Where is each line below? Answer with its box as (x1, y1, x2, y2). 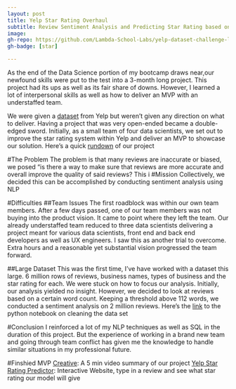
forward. (7, 251, 32, 259)
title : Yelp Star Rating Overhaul (7, 17, 109, 24)
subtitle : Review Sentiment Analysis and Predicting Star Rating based (7, 23, 221, 30)
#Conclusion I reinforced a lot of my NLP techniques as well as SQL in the (7, 323, 221, 331)
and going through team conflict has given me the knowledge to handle (7, 338, 214, 346)
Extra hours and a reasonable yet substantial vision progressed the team (7, 244, 217, 251)
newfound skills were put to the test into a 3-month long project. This (7, 76, 207, 84)
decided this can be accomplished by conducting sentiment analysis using (7, 178, 223, 186)
